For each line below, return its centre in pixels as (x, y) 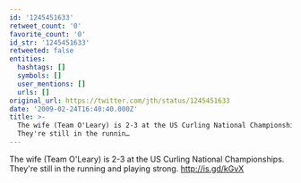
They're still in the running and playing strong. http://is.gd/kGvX (127, 168)
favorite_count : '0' (48, 34)
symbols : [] (40, 76)
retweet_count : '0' (46, 26)
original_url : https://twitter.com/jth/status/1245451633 (120, 100)
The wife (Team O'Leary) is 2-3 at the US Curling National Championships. (147, 159)
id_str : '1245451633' (50, 42)
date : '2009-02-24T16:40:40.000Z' (74, 109)
